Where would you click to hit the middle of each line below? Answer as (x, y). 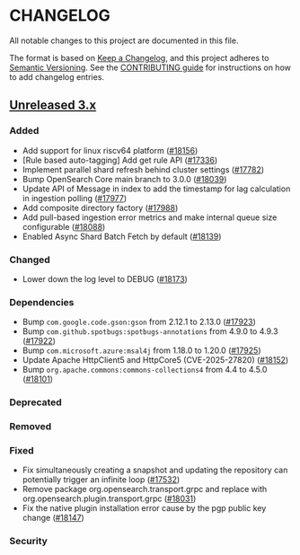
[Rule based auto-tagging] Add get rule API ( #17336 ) (120, 160)
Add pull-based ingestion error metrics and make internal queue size (150, 217)
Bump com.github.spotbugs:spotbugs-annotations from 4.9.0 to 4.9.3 (150, 331)
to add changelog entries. (57, 76)
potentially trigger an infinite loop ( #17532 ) (101, 480)
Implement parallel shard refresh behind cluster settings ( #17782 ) (143, 169)
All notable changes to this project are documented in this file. (124, 40)
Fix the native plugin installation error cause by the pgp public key (144, 508)
